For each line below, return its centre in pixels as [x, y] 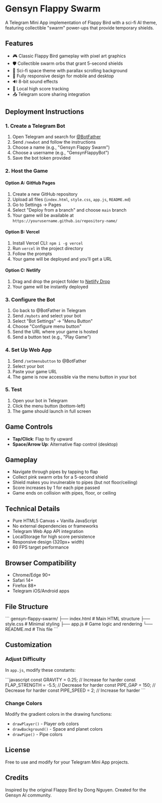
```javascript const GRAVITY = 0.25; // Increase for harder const [71, 680]
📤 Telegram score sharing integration [51, 94]
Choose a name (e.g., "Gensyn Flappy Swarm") [61, 147]
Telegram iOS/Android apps [41, 591]
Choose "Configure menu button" [47, 326]
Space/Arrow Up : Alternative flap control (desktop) [65, 444]
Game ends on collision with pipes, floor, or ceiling [64, 493]
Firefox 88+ [24, 586]
